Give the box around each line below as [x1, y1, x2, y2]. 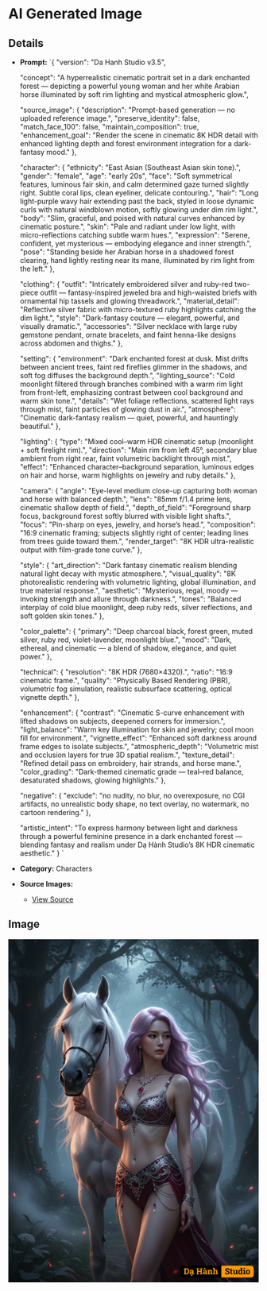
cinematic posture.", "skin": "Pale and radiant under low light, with [19, 222, 236, 231]
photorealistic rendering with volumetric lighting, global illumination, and [19, 578, 257, 586]
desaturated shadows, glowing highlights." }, [19, 775, 167, 785]
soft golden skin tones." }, [19, 611, 105, 620]
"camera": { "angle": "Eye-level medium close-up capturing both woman [19, 486, 257, 495]
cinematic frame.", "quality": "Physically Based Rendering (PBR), [19, 676, 230, 685]
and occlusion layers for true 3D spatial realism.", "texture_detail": [19, 750, 235, 760]
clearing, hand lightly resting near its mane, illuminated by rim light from [19, 256, 255, 265]
